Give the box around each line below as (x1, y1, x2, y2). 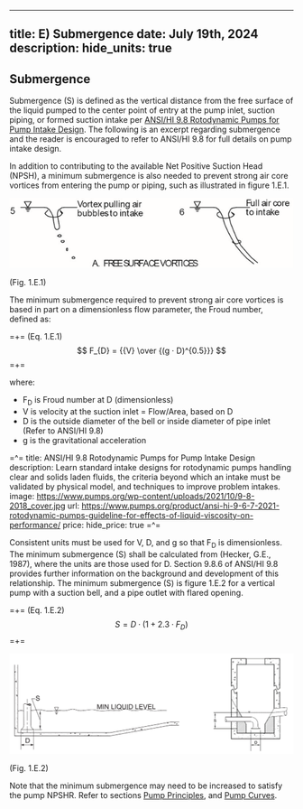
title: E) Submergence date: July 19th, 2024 (9, 26, 259, 42)
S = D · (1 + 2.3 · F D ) (115, 618, 188, 632)
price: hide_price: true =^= (62, 519, 161, 530)
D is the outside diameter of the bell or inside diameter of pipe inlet (22, 415, 271, 426)
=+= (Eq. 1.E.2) (9, 604, 65, 615)
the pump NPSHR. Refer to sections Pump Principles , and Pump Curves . (9, 790, 278, 801)
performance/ (9, 519, 61, 530)
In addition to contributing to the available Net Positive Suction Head (9, 161, 263, 172)
